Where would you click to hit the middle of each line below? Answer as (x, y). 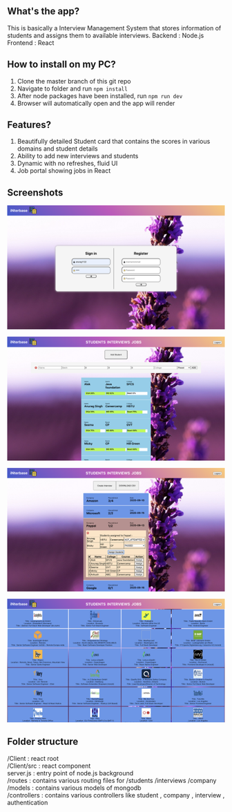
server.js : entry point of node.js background (70, 773)
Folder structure (43, 742)
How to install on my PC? (61, 65)
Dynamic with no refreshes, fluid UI (67, 163)
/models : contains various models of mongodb (74, 788)
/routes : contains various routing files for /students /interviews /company (112, 780)
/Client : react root (33, 758)
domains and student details (57, 149)
